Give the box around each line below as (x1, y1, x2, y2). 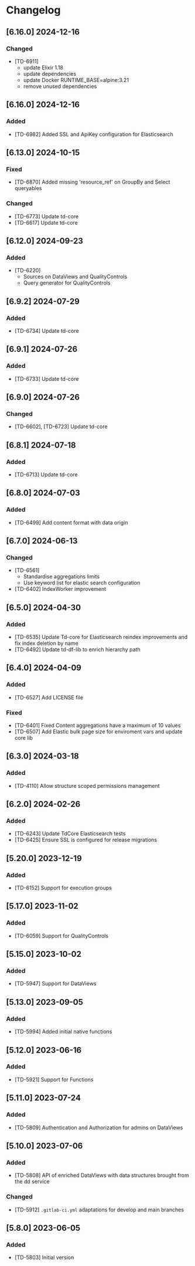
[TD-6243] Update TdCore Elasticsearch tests (14, 830, 126, 837)
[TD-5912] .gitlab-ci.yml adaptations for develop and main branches (14, 1206, 184, 1213)
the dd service (14, 1178, 50, 1185)
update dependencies (23, 70, 77, 77)
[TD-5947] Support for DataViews (14, 980, 97, 987)
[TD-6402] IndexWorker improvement (14, 585, 107, 593)
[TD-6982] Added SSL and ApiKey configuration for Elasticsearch (14, 130, 174, 138)
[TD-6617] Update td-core (14, 219, 78, 226)
